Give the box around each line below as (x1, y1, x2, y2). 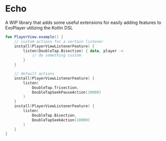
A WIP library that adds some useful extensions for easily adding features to (5, 19, 162, 25)
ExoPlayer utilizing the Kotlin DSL (5, 24, 73, 30)
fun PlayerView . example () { (5, 34, 64, 39)
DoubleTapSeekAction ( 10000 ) (31, 118, 91, 123)
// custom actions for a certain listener (14, 39, 104, 44)
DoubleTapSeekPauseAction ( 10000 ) (31, 90, 101, 95)
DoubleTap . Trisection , (31, 85, 79, 90)
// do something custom (31, 53, 81, 58)
